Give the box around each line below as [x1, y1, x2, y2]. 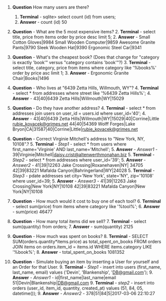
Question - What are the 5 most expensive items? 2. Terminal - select [12, 29, 156, 34]
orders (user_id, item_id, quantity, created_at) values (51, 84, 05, [12, 285, 144, 291]
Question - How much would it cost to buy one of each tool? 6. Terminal [12, 198, 161, 204]
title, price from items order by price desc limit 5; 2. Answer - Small [12, 34, 150, 40]
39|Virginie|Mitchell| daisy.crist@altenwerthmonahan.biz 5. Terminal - [12, 151, 155, 157]
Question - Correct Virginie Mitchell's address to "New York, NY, [12, 136, 145, 142]
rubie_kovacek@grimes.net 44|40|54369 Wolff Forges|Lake [12, 121, 135, 127]
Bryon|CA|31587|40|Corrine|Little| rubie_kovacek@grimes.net [12, 126, 138, 132]
